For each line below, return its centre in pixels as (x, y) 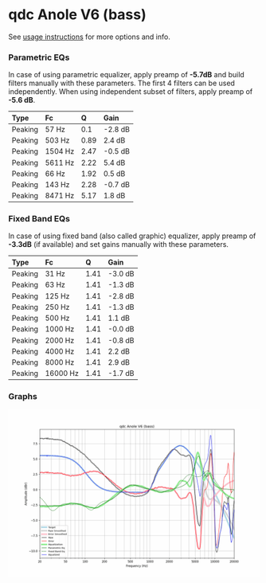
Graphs (23, 396)
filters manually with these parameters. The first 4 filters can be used (121, 83)
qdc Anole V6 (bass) (77, 15)
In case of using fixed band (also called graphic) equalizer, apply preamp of (132, 236)
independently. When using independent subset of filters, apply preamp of (131, 92)
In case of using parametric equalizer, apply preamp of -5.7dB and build (126, 75)
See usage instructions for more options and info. (90, 37)
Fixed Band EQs (39, 218)
